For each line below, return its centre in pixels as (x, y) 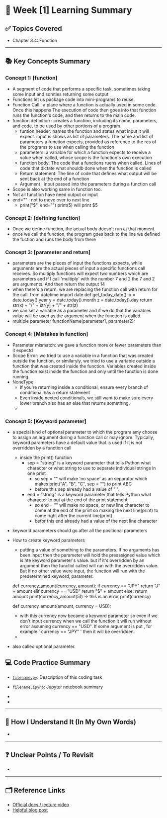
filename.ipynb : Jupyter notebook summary (58, 687)
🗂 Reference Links (35, 790)
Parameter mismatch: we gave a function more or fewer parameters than (87, 345)
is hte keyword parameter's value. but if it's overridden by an (82, 560)
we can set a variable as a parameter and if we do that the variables (82, 311)
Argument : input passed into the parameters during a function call (88, 184)
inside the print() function (46, 457)
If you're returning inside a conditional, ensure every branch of (84, 387)
